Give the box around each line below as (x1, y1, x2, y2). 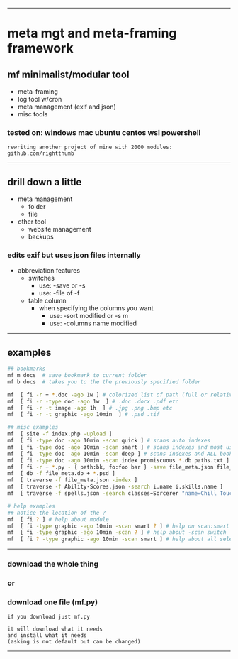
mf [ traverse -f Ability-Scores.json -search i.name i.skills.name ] (7, 484, 223, 491)
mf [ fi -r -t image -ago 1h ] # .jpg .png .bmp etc (7, 404, 173, 412)
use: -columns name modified (49, 319, 137, 327)
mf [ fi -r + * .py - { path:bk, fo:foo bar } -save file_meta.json (7, 463, 214, 471)
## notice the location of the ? (7, 509, 106, 516)
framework (7, 40, 74, 57)
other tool (17, 217, 47, 226)
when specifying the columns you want (38, 304, 154, 312)
